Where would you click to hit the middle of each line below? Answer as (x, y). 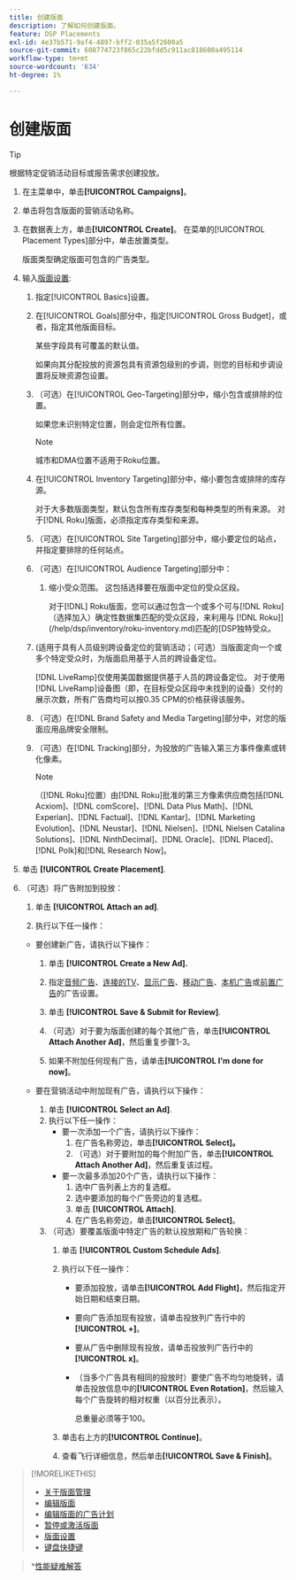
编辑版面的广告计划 (79, 1514)
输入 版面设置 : (46, 278)
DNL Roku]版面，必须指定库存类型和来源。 (126, 520)
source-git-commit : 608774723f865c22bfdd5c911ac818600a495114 (126, 50)
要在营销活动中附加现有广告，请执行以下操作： (120, 1090)
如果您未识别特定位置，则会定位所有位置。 (113, 424)
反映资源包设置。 (82, 375)
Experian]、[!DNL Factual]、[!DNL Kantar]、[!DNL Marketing (145, 817)
